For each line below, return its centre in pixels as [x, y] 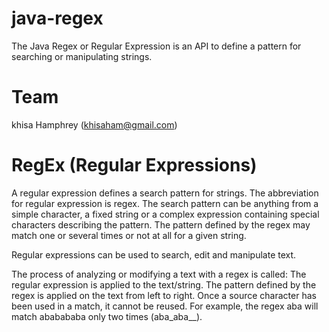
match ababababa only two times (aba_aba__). [107, 316]
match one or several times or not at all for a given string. [129, 235]
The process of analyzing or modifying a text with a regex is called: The [159, 274]
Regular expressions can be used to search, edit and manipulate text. [154, 254]
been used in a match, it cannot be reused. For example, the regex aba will [165, 306]
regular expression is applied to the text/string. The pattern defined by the [164, 284]
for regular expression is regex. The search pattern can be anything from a [165, 203]
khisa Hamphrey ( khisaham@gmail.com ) [94, 124]
